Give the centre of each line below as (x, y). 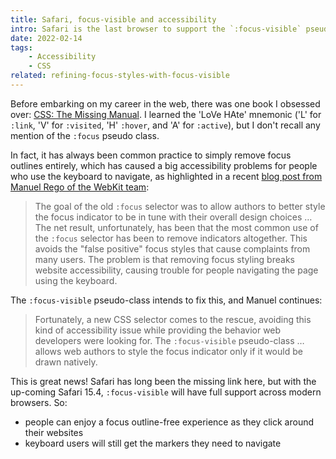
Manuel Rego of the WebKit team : (80, 187)
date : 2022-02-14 (46, 38)
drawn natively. (66, 362)
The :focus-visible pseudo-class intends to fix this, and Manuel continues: (166, 300)
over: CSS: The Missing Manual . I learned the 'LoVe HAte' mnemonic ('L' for (166, 114)
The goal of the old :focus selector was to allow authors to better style (180, 206)
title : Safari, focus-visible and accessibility (113, 19)
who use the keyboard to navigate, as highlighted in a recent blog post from (166, 176)
